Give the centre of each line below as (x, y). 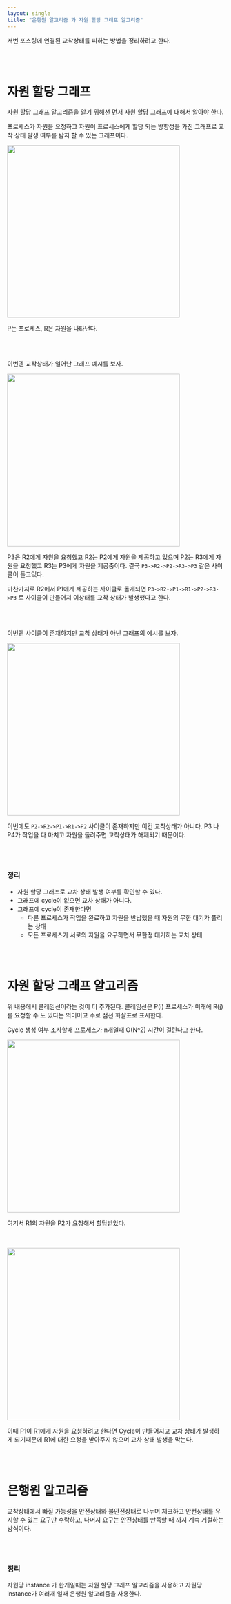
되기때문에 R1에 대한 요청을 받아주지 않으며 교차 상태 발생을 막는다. (104, 1439)
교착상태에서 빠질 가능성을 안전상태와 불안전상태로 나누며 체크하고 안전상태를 (110, 1511)
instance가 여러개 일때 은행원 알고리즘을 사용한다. (74, 1593)
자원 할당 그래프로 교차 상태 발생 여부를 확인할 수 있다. (90, 892)
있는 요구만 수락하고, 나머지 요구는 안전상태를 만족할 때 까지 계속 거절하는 (125, 1520)
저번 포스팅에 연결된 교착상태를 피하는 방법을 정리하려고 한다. (89, 40)
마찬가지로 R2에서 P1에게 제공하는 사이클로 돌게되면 (77, 589)
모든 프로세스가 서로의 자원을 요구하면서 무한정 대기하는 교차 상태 (115, 935)
